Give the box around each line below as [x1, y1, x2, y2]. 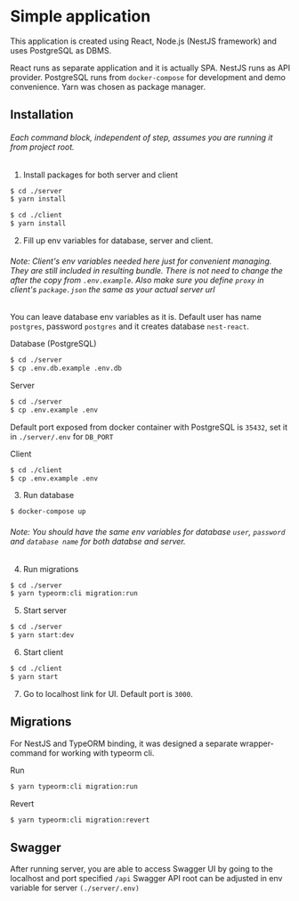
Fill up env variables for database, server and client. [22, 235, 214, 246]
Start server [22, 605, 68, 616]
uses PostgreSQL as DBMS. [10, 45, 112, 55]
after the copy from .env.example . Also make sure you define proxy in [10, 274, 265, 285]
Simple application [10, 6, 151, 27]
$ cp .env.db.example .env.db [10, 364, 123, 373]
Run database [22, 490, 75, 501]
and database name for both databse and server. [10, 536, 186, 546]
